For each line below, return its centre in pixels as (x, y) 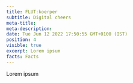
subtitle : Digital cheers (39, 17)
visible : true (24, 46)
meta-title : (21, 23)
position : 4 (21, 40)
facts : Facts (23, 57)
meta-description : (29, 29)
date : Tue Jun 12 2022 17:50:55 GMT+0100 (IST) (67, 34)
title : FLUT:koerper (32, 12)
